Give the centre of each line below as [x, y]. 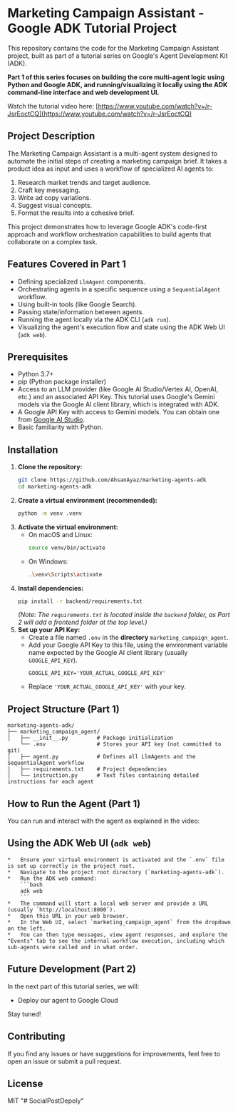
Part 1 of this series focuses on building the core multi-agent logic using [116, 77]
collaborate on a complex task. [52, 241]
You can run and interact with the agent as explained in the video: [104, 821]
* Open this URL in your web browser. [68, 916]
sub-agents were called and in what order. [73, 947]
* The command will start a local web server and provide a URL [108, 903]
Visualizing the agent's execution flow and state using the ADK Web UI [121, 327]
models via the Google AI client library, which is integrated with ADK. [118, 404]
